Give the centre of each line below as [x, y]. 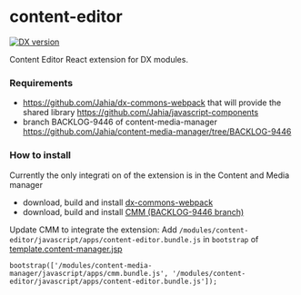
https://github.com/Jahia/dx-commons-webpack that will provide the [152, 103]
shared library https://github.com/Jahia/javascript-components [140, 113]
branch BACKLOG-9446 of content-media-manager [120, 122]
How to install [40, 155]
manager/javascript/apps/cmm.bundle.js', [89, 273]
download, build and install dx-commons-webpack [118, 202]
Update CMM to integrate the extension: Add [93, 230]
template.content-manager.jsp [66, 249]
